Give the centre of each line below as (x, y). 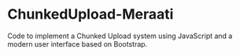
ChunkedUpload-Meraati (90, 14)
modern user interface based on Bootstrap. (78, 44)
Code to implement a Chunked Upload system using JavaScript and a (120, 36)
